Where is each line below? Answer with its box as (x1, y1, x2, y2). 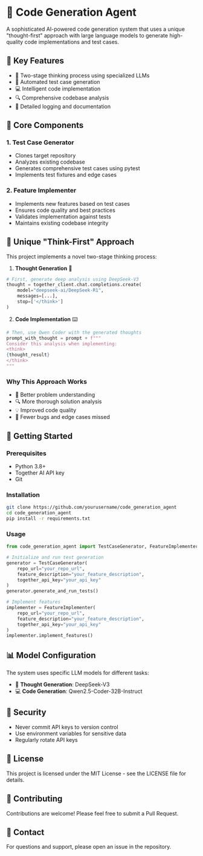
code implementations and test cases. (24, 38, 120, 45)
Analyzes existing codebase (14, 158, 86, 165)
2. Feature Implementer (6, 187, 77, 195)
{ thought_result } (6, 352, 50, 358)
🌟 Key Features (6, 56, 65, 66)
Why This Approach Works (6, 377, 88, 386)
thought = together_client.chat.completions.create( (6, 282, 142, 288)
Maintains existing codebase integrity (14, 219, 109, 226)
